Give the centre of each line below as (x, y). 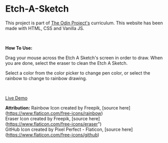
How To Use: (19, 48)
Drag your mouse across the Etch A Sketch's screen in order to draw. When (84, 58)
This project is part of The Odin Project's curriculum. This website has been (84, 23)
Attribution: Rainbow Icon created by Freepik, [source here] (68, 108)
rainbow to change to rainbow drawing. (46, 78)
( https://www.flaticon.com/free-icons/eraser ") (54, 124)
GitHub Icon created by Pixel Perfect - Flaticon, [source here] (69, 129)
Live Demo (16, 98)
